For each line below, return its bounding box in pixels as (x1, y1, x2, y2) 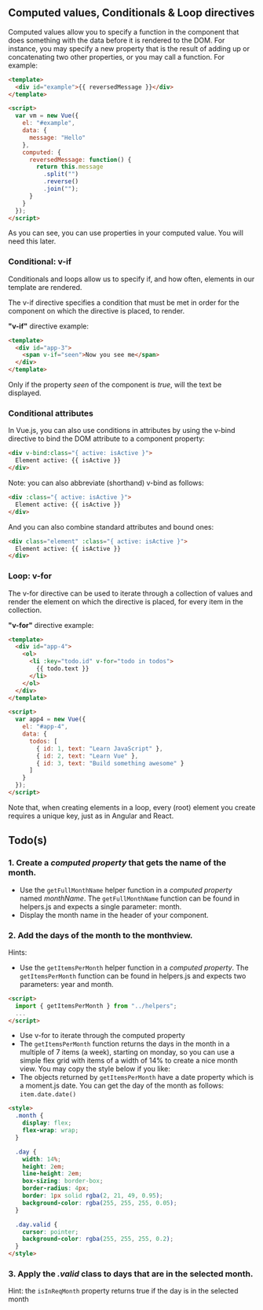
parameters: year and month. (19, 979, 114, 989)
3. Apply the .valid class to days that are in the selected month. (8, 1268, 254, 1279)
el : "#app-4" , (22, 723, 68, 731)
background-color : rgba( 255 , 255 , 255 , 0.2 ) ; (22, 1235, 174, 1243)
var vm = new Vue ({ (15, 112, 79, 120)
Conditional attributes (8, 408, 94, 419)
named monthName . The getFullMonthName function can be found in (19, 894, 240, 903)
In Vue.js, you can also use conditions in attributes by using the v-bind (8, 426, 236, 435)
